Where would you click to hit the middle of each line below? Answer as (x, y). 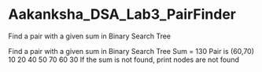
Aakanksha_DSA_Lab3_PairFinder (122, 14)
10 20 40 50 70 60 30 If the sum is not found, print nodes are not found (124, 59)
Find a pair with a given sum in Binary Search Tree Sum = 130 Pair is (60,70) (131, 51)
